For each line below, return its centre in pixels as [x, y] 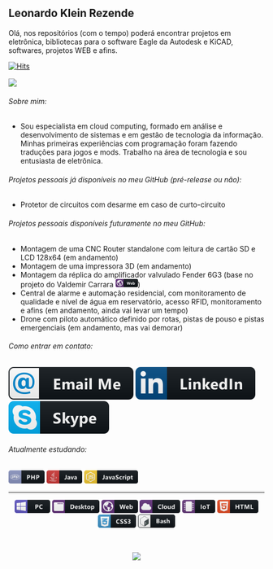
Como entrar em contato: [51, 346]
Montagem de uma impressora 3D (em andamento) [106, 266]
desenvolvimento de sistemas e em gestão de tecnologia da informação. [142, 135]
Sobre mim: [28, 101]
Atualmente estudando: [48, 449]
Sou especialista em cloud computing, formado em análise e [121, 126]
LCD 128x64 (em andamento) [69, 257]
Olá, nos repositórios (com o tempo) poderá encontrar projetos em [120, 33]
